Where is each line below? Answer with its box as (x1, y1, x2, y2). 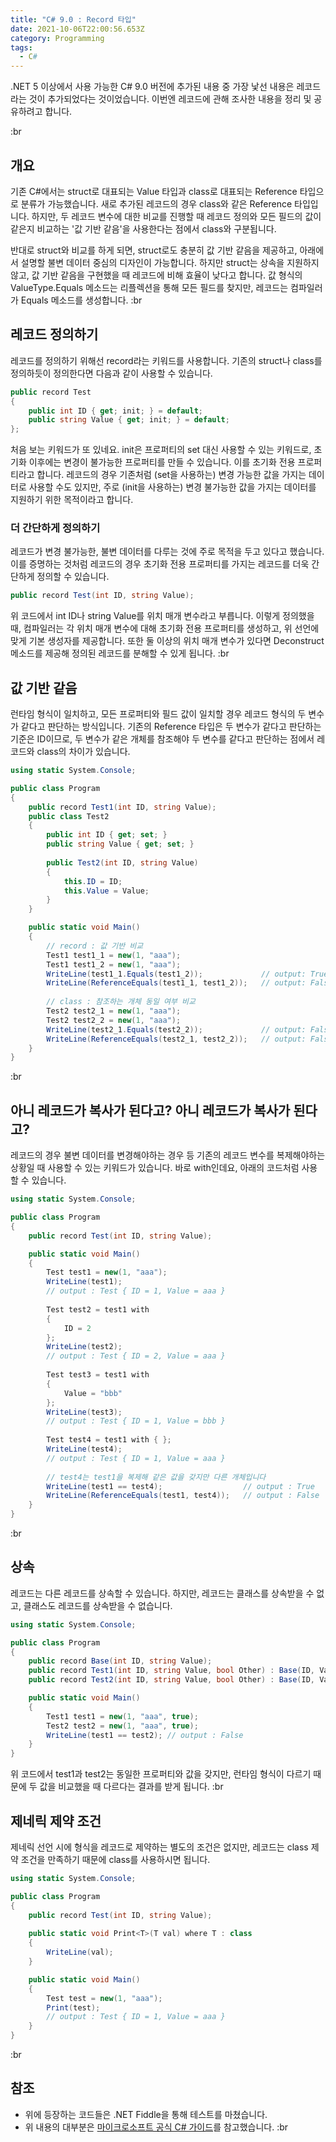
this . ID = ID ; (63, 876, 123, 886)
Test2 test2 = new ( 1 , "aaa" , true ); (46, 1721, 199, 1731)
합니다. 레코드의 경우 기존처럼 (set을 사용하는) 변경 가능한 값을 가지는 (36, 469, 307, 481)
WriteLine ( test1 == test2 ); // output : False (46, 1730, 244, 1740)
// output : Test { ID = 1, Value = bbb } (46, 1416, 226, 1426)
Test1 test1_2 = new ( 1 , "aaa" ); (46, 959, 182, 970)
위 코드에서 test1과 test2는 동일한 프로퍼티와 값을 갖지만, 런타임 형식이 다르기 (10, 1768, 312, 1780)
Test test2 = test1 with (46, 1304, 150, 1315)
